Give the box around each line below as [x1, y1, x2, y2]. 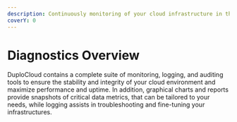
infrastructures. [7, 108, 52, 116]
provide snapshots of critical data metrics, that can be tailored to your [7, 93, 210, 102]
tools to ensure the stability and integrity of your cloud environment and [7, 78, 216, 87]
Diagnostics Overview [7, 47, 140, 63]
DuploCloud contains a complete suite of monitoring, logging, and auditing [7, 71, 224, 79]
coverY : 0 [7, 17, 37, 24]
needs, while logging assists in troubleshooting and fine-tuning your [7, 100, 205, 109]
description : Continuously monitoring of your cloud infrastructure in [7, 10, 222, 18]
